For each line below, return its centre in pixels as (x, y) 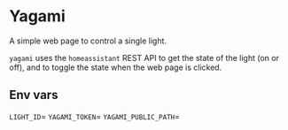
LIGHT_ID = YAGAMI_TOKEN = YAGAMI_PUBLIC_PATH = (94, 116)
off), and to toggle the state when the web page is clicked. (116, 67)
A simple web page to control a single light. (88, 41)
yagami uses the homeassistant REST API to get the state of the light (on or (144, 57)
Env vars (34, 95)
